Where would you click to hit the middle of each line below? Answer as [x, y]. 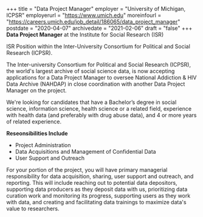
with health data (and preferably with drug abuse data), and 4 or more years [101, 115]
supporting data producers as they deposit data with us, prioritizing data [97, 189]
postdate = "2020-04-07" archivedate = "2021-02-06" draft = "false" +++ [99, 28]
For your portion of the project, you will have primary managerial [87, 170]
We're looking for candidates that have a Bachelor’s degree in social [91, 102]
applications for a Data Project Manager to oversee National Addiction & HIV [101, 77]
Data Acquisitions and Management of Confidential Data [85, 152]
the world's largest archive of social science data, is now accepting [91, 71]
